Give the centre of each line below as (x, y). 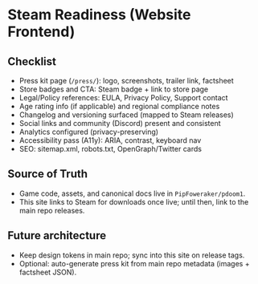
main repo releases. (52, 210)
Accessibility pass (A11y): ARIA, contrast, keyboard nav (110, 140)
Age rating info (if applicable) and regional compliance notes (119, 106)
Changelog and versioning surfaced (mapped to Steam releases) (126, 115)
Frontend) (41, 32)
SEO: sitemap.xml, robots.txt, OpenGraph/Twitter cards (111, 149)
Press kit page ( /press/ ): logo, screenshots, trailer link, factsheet (126, 81)
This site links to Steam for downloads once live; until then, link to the (134, 201)
